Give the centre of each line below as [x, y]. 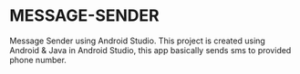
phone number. [38, 60]
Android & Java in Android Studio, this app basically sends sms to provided [150, 50]
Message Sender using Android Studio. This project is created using [138, 41]
